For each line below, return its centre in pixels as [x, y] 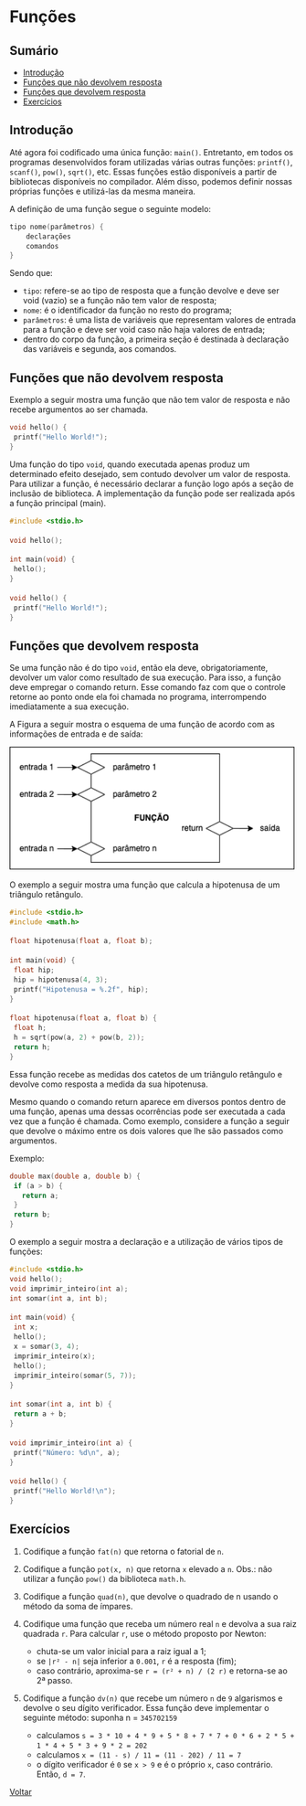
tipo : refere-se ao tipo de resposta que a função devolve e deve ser [151, 291]
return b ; [32, 1215]
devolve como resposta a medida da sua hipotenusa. [109, 1084]
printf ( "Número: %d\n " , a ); [67, 1452]
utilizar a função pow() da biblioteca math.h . [104, 1578]
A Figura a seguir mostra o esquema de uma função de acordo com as [142, 725]
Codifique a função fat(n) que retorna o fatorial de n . [123, 1551]
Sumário [34, 51]
